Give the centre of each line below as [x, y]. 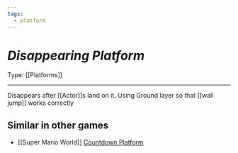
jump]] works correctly [41, 103]
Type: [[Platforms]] [35, 75]
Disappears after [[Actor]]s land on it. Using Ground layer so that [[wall [110, 96]
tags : [15, 14]
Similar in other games [58, 125]
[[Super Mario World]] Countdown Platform [80, 142]
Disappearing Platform [76, 56]
